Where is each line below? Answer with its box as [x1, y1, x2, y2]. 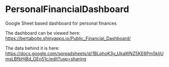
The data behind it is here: [5, 45, 60, 51]
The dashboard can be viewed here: [5, 30, 81, 36]
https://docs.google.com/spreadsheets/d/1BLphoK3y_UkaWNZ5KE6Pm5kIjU [5, 50, 164, 56]
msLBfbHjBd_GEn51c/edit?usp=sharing [5, 55, 87, 61]
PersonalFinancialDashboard [5, 4, 130, 15]
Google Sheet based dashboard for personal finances [5, 20, 117, 26]
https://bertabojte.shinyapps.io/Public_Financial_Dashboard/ [5, 35, 131, 41]
